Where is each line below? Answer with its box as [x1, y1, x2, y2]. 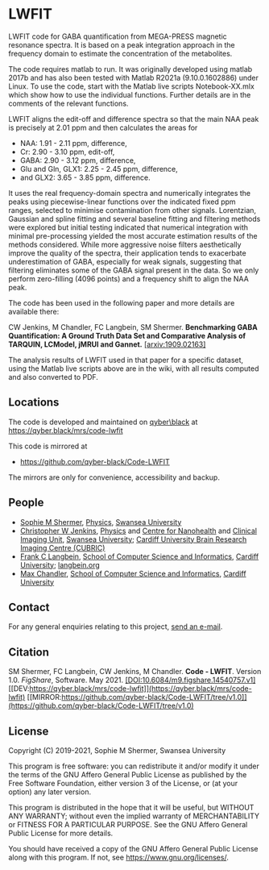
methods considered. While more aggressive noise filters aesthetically [8, 239, 242, 249]
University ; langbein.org [19, 560, 101, 569]
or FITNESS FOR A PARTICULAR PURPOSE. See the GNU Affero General [8, 820, 248, 829]
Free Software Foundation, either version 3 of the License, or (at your [8, 779, 238, 788]
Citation [8, 645, 50, 659]
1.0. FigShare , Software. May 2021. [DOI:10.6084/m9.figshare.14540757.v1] [8, 675, 256, 685]
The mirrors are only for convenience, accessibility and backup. [8, 472, 220, 482]
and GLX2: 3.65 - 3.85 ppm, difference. [19, 173, 151, 182]
